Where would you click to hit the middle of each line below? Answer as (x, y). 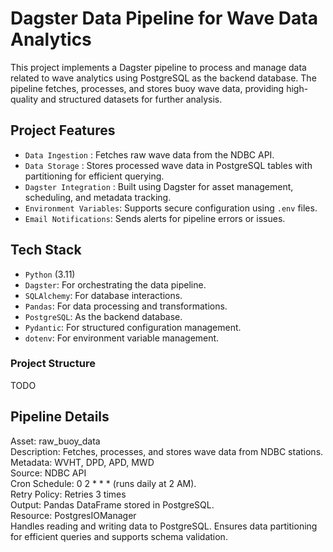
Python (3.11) (50, 274)
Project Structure (53, 364)
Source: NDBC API (48, 473)
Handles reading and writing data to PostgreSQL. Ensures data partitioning (164, 526)
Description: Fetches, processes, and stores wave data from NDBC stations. (167, 451)
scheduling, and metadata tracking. (98, 197)
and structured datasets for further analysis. (131, 99)
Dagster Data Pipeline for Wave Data (164, 18)
